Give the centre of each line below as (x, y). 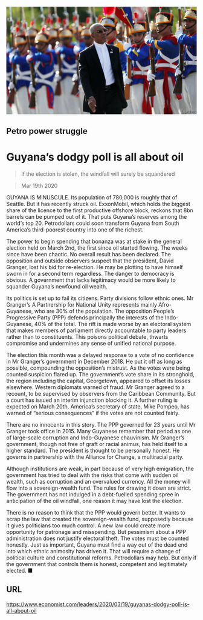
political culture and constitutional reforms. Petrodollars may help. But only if (101, 558)
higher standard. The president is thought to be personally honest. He (93, 450)
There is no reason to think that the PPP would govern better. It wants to (96, 512)
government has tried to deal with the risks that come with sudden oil (92, 475)
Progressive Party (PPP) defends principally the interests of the (85, 317)
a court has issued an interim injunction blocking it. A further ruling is (92, 400)
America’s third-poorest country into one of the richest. (75, 229)
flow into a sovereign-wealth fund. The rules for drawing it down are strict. (99, 488)
